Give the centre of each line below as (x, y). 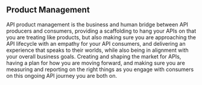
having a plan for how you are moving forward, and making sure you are (96, 63)
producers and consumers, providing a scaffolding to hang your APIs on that (101, 31)
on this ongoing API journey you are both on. (62, 75)
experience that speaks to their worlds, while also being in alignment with (97, 50)
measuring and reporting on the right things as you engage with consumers (100, 69)
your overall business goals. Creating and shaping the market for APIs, (94, 56)
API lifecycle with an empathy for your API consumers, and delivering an (96, 43)
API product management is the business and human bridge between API (97, 24)
